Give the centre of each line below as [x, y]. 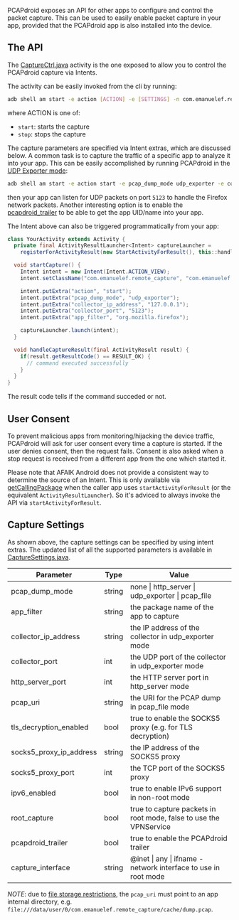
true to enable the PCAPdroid [179, 838]
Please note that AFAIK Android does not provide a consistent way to [108, 472]
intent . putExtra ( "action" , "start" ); [76, 291]
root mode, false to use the [175, 818]
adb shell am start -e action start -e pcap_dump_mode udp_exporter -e [116, 183]
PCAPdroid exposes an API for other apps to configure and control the [110, 10]
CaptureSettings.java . [39, 557]
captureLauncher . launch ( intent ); [70, 331]
